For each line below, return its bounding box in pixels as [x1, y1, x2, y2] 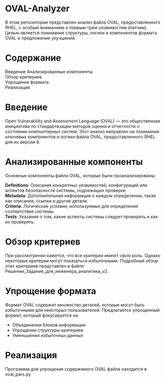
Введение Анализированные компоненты [5, 69, 93, 75]
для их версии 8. [5, 139, 40, 145]
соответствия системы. [5, 208, 55, 214]
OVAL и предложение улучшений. [5, 35, 76, 41]
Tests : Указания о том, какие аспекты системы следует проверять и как [5, 213, 158, 220]
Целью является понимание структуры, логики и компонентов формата [5, 30, 157, 36]
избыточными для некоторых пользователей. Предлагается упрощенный [5, 307, 160, 313]
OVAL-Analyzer [5, 3, 70, 14]
